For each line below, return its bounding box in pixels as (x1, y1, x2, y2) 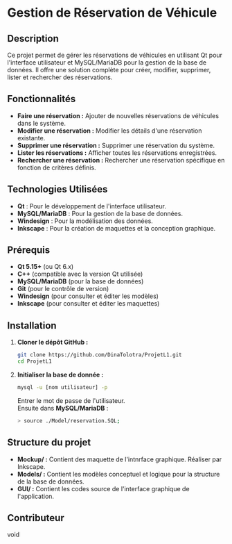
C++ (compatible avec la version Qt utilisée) (17, 270, 143, 279)
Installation (7, 320, 57, 331)
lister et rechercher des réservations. (7, 73, 113, 81)
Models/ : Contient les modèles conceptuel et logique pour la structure (17, 470, 220, 478)
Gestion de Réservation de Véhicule (7, 5, 217, 21)
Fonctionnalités (7, 93, 76, 105)
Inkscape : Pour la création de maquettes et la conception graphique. (17, 224, 216, 232)
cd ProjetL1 (17, 358, 52, 365)
